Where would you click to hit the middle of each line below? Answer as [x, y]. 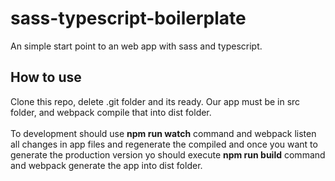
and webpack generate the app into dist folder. [106, 165]
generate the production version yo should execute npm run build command [168, 154]
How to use [46, 77]
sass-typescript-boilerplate [128, 18]
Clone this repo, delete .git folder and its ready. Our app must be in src [155, 101]
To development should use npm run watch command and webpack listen [163, 133]
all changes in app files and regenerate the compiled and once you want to [164, 144]
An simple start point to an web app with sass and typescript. [136, 46]
